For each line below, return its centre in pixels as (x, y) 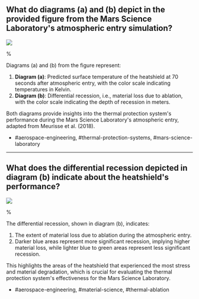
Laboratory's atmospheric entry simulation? (89, 28)
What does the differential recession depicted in (97, 168)
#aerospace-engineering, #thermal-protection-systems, (83, 137)
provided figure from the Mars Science (79, 19)
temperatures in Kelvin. (43, 89)
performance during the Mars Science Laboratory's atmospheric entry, (93, 120)
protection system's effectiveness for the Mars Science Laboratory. (88, 278)
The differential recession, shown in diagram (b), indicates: (78, 223)
